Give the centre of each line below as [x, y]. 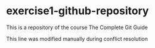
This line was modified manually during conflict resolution [77, 39]
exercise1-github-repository [77, 11]
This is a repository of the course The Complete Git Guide [77, 27]
